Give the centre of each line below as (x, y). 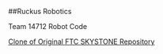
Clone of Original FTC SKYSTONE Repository (81, 41)
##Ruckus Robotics (40, 11)
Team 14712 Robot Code (48, 26)
